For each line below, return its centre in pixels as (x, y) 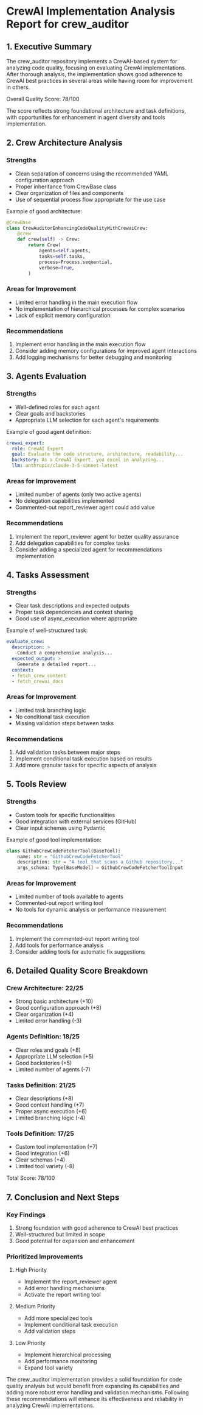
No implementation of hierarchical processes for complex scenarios (100, 308)
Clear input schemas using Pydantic (60, 828)
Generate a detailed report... (57, 664)
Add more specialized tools (58, 1318)
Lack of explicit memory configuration (63, 315)
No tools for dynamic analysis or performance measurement (91, 910)
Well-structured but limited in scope (60, 1235)
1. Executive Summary (49, 47)
